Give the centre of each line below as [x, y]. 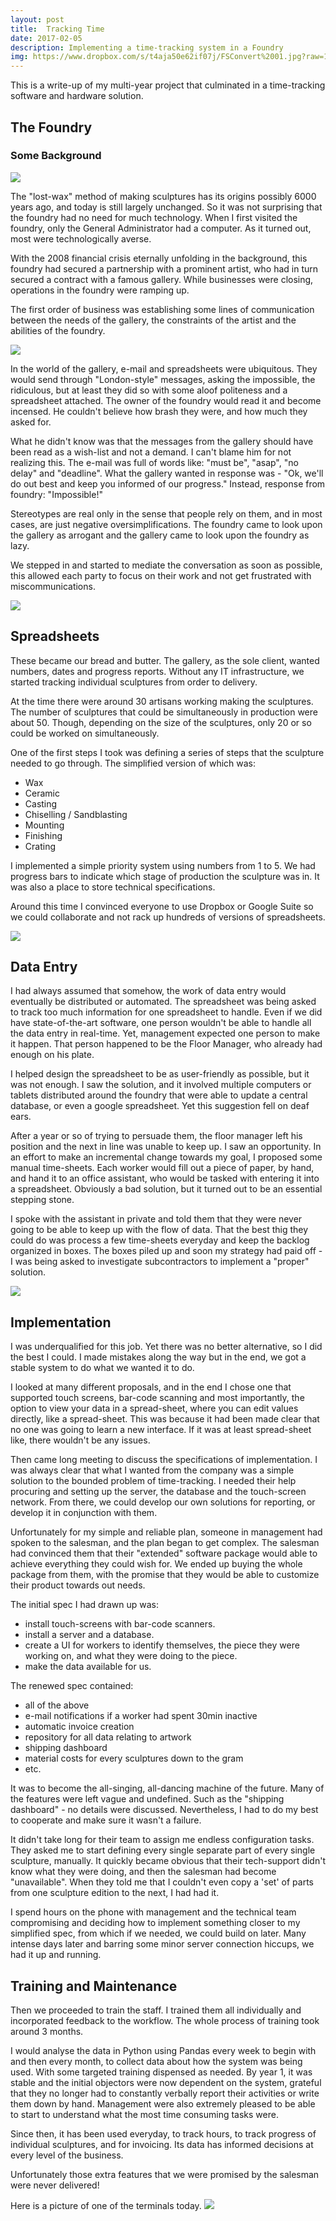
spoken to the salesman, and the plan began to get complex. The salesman [165, 1543]
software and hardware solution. [77, 96]
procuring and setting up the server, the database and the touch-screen [158, 1492]
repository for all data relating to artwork [108, 1737]
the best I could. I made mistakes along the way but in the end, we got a [158, 1357]
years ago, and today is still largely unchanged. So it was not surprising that [166, 207]
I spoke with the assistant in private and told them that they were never [156, 1219]
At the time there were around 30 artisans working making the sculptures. [162, 701]
